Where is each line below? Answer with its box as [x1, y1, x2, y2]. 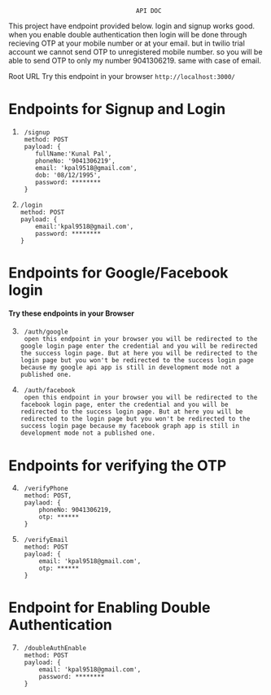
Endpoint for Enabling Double [8, 598, 211, 617]
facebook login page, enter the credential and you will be [20, 400, 229, 409]
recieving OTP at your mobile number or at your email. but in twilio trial [8, 38, 246, 48]
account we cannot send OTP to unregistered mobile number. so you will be [8, 47, 263, 56]
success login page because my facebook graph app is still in [20, 422, 240, 431]
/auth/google [24, 328, 68, 336]
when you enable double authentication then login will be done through [8, 30, 247, 39]
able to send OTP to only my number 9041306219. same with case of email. [8, 56, 262, 65]
